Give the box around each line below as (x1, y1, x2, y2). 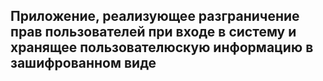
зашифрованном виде (10, 55, 157, 72)
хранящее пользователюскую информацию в (10, 39, 314, 56)
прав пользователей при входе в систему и (10, 24, 297, 41)
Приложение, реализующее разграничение (10, 8, 300, 25)
